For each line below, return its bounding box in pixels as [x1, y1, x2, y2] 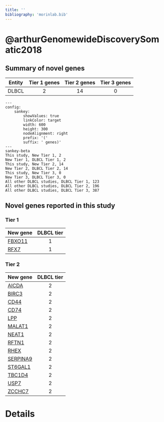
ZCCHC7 [7, 388, 29, 395]
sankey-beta [5, 148, 30, 153]
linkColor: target [23, 118, 61, 123]
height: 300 [23, 126, 48, 132]
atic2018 [5, 44, 42, 56]
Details [5, 408, 35, 419]
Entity [8, 79, 23, 86]
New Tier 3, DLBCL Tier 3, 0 [5, 175, 66, 180]
